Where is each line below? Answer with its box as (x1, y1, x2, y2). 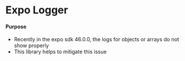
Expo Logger (5, 3, 68, 17)
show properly (13, 42, 49, 49)
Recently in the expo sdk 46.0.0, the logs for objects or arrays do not (13, 36, 179, 43)
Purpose (5, 23, 27, 30)
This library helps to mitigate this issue (13, 48, 107, 55)
